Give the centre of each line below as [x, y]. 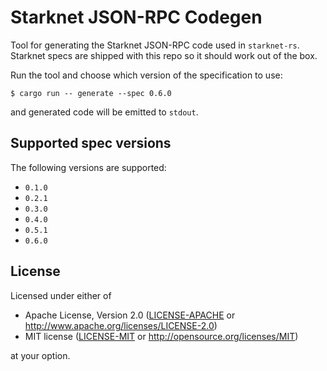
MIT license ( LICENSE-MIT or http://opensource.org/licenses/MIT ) [161, 336]
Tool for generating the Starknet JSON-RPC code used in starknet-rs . [155, 45]
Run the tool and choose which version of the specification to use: [146, 75]
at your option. [40, 355]
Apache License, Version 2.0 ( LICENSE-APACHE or [130, 315]
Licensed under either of [61, 295]
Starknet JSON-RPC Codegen [136, 17]
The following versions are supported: [88, 167]
